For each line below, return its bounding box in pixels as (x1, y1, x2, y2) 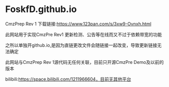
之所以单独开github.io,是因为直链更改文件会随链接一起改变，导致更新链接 (5, 42, 157, 48)
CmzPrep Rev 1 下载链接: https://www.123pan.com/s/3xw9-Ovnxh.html (5, 21, 151, 27)
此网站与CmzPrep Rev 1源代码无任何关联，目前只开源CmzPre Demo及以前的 (5, 59, 164, 65)
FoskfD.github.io (5, 4, 77, 15)
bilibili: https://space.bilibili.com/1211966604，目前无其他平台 (5, 76, 131, 82)
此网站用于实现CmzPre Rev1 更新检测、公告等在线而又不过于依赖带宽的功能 (5, 31, 162, 37)
